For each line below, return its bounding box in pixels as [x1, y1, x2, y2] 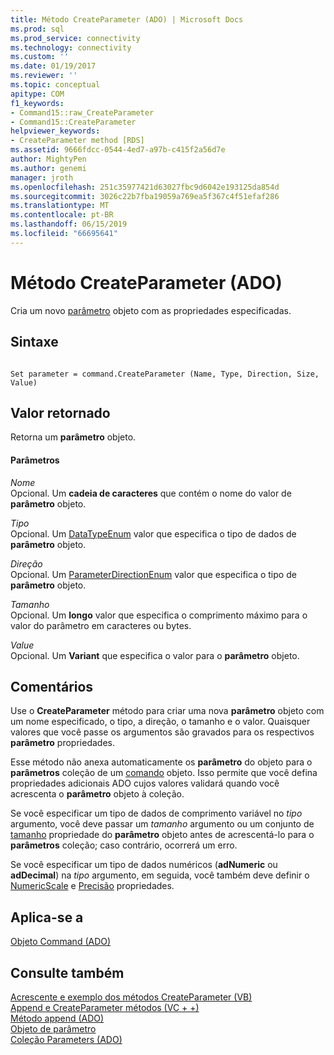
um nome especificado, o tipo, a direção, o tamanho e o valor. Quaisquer [10, 716, 311, 728]
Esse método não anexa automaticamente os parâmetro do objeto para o [10, 756, 313, 768]
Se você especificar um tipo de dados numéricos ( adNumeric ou [10, 859, 278, 871]
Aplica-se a [10, 909, 84, 926]
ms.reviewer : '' [10, 71, 78, 81]
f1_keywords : [10, 98, 65, 108]
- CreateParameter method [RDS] [10, 136, 145, 146]
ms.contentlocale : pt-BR [10, 210, 114, 220]
